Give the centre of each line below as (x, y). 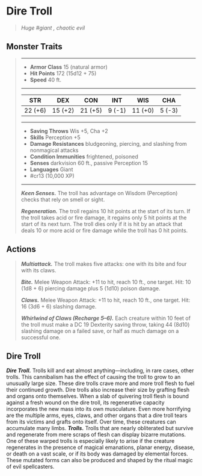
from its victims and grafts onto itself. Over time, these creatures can (91, 422)
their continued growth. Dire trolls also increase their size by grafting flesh (98, 390)
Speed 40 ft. (46, 80)
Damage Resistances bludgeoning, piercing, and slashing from (109, 143)
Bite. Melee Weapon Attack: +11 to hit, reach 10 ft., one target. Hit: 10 (106, 282)
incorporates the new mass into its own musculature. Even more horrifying (99, 409)
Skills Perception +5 (55, 137)
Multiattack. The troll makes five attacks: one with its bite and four (104, 264)
